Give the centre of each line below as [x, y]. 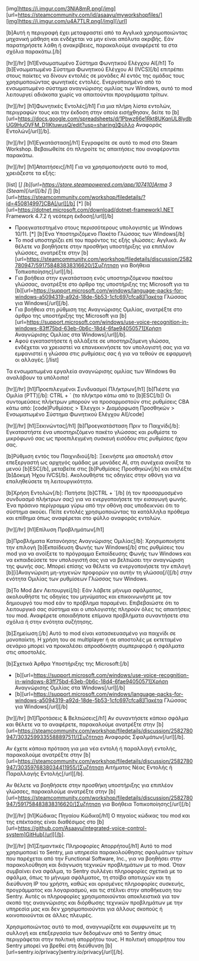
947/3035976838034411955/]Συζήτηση [55, 767]
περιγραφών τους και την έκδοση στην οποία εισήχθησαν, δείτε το [89, 112]
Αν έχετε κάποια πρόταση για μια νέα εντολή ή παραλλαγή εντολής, [92, 748]
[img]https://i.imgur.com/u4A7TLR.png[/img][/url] [67, 21]
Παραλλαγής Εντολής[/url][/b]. [45, 774]
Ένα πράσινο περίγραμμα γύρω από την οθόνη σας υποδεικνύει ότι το [93, 505]
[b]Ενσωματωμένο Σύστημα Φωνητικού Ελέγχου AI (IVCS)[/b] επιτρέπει [95, 69]
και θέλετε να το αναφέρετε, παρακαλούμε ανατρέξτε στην [81, 724]
